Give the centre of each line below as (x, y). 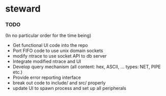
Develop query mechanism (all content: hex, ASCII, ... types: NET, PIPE (87, 67)
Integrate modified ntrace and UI (47, 62)
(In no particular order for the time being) (48, 35)
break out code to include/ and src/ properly (59, 83)
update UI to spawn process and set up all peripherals (69, 88)
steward (23, 9)
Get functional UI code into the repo (50, 45)
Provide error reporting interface (47, 78)
